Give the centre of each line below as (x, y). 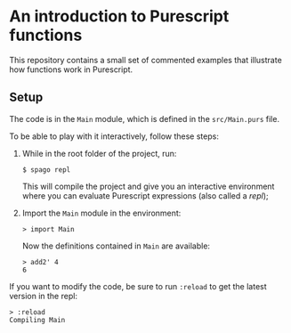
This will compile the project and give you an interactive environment (148, 186)
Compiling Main (37, 320)
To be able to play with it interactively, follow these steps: (114, 136)
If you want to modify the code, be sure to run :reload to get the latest (138, 286)
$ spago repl (46, 170)
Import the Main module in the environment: (101, 213)
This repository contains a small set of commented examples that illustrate (145, 60)
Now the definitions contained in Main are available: (116, 246)
